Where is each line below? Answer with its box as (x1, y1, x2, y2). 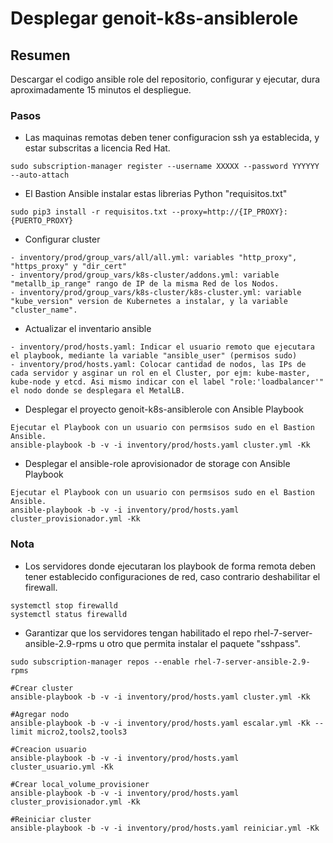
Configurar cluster (24, 233, 101, 246)
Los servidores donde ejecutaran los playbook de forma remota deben (24, 560, 317, 572)
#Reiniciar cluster (10, 814, 92, 824)
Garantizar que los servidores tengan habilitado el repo (24, 627, 252, 639)
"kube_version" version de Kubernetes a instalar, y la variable (10, 297, 288, 307)
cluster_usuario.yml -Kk (10, 762, 114, 772)
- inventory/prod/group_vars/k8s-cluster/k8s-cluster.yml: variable (10, 288, 302, 298)
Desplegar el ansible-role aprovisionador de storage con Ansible (24, 458, 291, 470)
